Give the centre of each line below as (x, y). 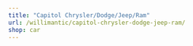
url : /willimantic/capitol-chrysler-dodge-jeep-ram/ (97, 23)
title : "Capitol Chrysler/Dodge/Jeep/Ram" (79, 15)
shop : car (25, 30)
